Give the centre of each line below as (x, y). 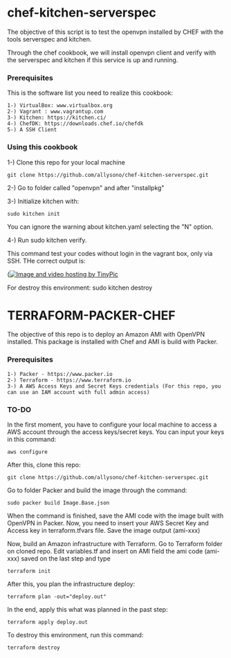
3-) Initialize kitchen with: (43, 201)
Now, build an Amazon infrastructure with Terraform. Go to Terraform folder (115, 544)
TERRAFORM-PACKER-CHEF (91, 315)
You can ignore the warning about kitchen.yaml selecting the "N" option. (110, 227)
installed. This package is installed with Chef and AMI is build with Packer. (112, 342)
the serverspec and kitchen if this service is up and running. (93, 59)
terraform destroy (34, 648)
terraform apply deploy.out (48, 622)
